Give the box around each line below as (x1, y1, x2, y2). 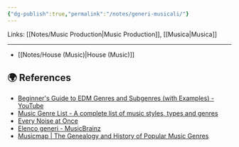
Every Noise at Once (17, 116, 78, 125)
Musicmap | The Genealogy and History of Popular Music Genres (17, 132, 209, 141)
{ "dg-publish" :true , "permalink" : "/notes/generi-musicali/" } (7, 10, 190, 18)
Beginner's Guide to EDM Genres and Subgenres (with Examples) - (17, 94, 215, 103)
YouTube (17, 102, 44, 110)
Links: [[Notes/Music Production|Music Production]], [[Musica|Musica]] (7, 30, 218, 38)
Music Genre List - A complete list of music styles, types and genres (17, 109, 218, 118)
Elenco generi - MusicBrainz (17, 124, 102, 133)
